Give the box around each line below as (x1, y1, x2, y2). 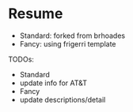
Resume (8, 5, 63, 23)
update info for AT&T (19, 78, 88, 88)
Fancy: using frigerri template (19, 39, 116, 48)
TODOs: (8, 54, 34, 64)
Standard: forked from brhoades (19, 31, 125, 40)
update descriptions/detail (19, 95, 106, 104)
